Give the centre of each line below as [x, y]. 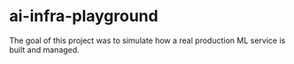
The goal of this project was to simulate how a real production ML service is [147, 40]
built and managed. [44, 49]
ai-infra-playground [84, 16]
